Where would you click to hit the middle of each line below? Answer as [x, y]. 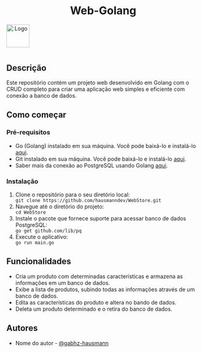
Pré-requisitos [28, 133]
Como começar [36, 115]
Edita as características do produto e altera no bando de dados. [96, 302]
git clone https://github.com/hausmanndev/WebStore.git [88, 200]
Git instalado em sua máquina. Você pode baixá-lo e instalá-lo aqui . [101, 159]
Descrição [26, 68]
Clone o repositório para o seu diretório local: [72, 195]
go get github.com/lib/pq [48, 231]
